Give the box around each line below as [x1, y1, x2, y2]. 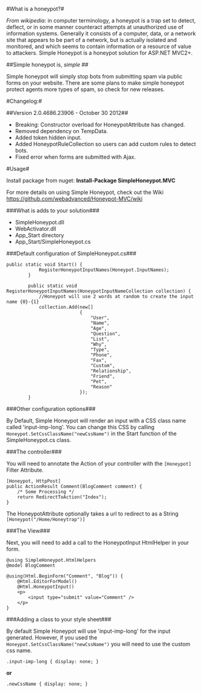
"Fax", [90, 357, 107, 364]
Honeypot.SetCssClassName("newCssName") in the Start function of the [6, 430, 177, 437]
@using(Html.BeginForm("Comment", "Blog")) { [6, 573, 123, 579]
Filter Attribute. [6, 466, 44, 474]
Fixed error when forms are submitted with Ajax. [15, 153, 136, 160]
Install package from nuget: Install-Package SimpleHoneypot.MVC [6, 177, 176, 184]
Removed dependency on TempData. [15, 128, 108, 134]
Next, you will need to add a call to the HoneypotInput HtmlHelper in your [6, 539, 189, 546]
